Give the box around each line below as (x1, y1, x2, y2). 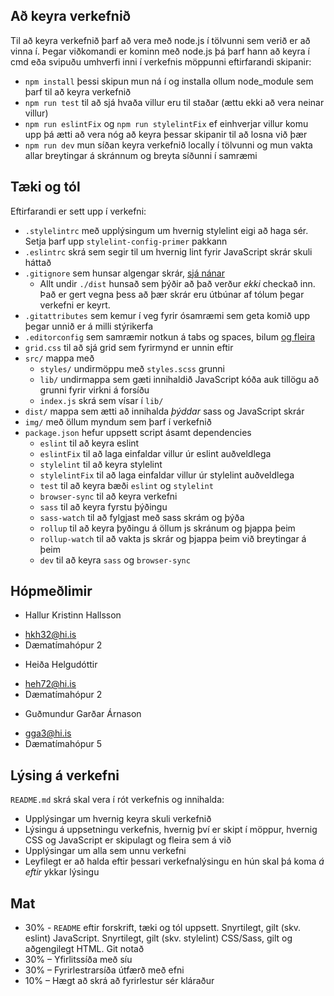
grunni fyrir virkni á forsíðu (39, 384, 150, 396)
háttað (24, 256, 52, 268)
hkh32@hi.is (24, 629, 77, 641)
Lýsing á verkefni (10, 767, 120, 784)
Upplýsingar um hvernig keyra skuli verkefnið (24, 813, 212, 825)
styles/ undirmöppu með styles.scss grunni (39, 362, 225, 374)
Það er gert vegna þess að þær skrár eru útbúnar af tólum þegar (39, 288, 305, 300)
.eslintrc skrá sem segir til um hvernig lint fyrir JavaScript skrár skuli (24, 245, 313, 258)
